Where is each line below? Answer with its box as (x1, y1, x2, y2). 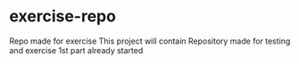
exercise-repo (9, 6, 116, 27)
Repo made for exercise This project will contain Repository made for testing (9, 36, 291, 46)
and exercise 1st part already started (9, 44, 144, 55)
